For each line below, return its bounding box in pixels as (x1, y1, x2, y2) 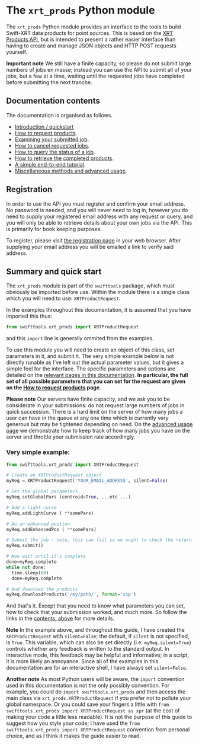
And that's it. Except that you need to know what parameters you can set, (6, 602, 185, 609)
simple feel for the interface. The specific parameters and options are (6, 365, 176, 372)
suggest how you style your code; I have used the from (6, 720, 140, 727)
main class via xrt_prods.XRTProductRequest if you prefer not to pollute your (6, 695, 191, 702)
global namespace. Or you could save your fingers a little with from (6, 701, 169, 708)
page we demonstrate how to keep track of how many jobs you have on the (6, 427, 191, 434)
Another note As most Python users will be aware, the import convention (6, 676, 185, 683)
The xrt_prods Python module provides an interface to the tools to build (6, 23, 181, 30)
